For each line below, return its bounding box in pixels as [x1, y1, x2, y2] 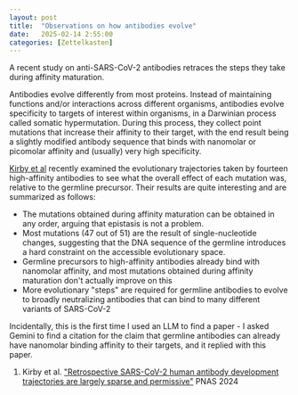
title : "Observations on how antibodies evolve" [9, 21, 197, 30]
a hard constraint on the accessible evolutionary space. [21, 247, 226, 258]
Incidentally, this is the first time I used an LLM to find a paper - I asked [9, 321, 270, 332]
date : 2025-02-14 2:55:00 [9, 29, 114, 38]
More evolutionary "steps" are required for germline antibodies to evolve [21, 284, 288, 295]
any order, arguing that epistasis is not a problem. [21, 218, 205, 229]
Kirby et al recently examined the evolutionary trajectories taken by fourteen [9, 163, 288, 174]
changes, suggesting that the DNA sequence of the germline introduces [21, 237, 286, 248]
